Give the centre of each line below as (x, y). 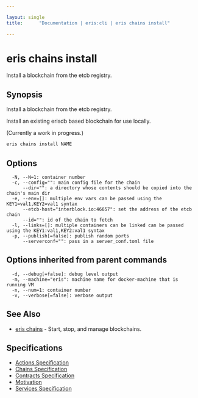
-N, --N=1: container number (49, 177)
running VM (20, 284)
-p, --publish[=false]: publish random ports (71, 236)
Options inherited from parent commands (87, 260)
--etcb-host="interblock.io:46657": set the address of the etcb (107, 209)
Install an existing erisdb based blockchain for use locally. (79, 121)
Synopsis (24, 94)
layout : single (26, 17)
